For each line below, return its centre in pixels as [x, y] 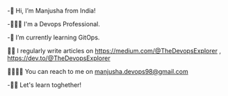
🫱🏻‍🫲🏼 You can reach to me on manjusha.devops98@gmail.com [98, 71]
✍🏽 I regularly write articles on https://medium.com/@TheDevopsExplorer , [114, 51]
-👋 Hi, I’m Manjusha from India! [51, 11]
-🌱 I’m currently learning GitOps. [54, 37]
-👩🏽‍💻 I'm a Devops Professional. [54, 24]
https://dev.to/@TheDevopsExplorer [59, 58]
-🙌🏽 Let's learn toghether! [44, 85]
